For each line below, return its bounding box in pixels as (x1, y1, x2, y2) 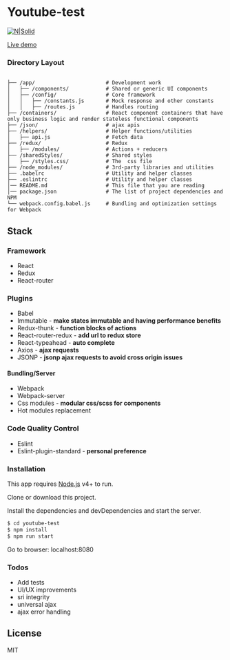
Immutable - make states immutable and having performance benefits (17, 317, 222, 325)
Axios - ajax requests (17, 346, 79, 355)
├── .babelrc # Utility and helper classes (7, 170, 193, 177)
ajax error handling (17, 607, 71, 616)
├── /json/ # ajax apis (7, 122, 140, 129)
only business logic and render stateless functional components (7, 115, 198, 123)
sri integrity (17, 592, 50, 601)
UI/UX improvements (17, 585, 77, 594)
